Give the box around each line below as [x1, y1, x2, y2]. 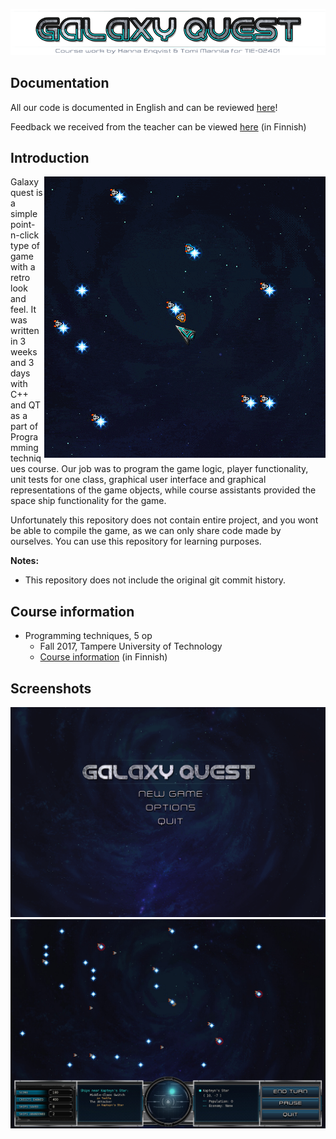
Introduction [10, 149, 90, 166]
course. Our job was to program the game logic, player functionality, [27, 463, 309, 475]
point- [10, 219, 36, 231]
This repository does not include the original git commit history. [24, 574, 287, 586]
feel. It [10, 304, 37, 316]
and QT [10, 399, 41, 411]
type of [10, 240, 40, 252]
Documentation [10, 75, 110, 92]
